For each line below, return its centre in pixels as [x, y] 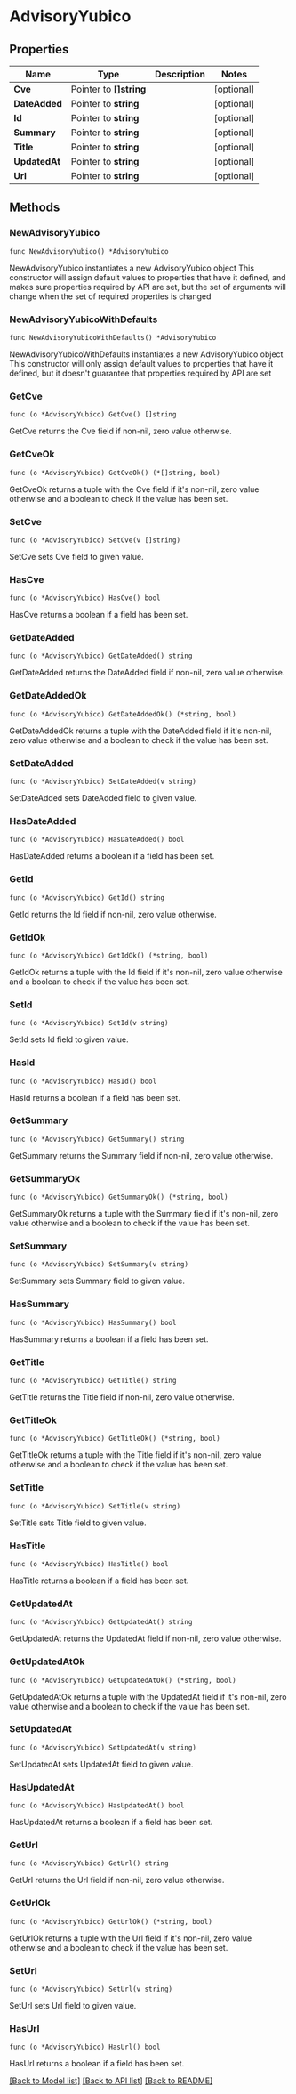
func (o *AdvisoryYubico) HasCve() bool [85, 598]
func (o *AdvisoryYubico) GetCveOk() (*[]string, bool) [115, 473]
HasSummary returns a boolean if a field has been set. [109, 1339]
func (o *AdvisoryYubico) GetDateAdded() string [101, 656]
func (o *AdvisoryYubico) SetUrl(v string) [91, 1989]
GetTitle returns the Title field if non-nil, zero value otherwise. [122, 1397]
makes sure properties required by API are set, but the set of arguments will [148, 287]
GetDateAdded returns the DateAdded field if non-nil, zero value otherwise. [147, 673]
